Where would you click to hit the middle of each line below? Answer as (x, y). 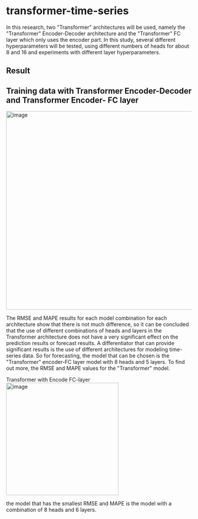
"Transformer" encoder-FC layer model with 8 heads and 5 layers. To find (95, 362)
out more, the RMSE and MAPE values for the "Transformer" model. (88, 368)
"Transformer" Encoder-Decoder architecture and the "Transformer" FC (93, 33)
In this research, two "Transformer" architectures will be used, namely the (96, 27)
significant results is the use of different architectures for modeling (87, 350)
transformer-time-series (67, 11)
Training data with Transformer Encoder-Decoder (99, 91)
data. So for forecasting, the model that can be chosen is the (96, 356)
